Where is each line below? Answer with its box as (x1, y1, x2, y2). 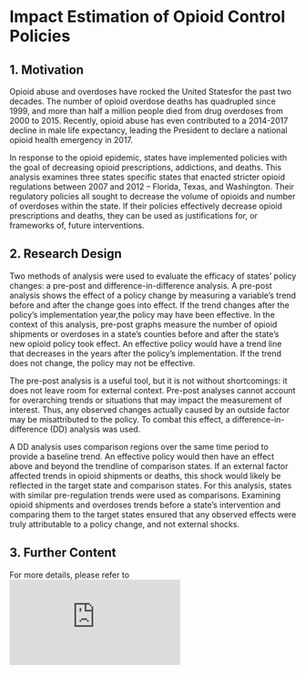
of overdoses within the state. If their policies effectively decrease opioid (9, 200, 282, 211)
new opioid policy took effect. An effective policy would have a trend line (9, 338, 282, 349)
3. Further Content (9, 545, 117, 561)
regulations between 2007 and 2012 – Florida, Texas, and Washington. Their (9, 181, 295, 192)
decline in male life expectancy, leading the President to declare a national (9, 125, 289, 136)
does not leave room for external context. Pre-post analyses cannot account (9, 384, 296, 395)
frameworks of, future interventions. (9, 220, 145, 230)
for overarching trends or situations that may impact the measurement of (9, 394, 282, 405)
